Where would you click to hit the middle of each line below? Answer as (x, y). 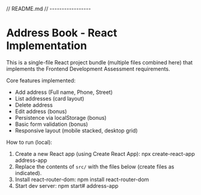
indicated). (28, 173)
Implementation (47, 46)
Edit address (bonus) (41, 111)
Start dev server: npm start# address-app (66, 185)
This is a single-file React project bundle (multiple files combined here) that (100, 62)
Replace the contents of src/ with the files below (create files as (94, 166)
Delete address (34, 105)
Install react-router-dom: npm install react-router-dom (82, 179)
